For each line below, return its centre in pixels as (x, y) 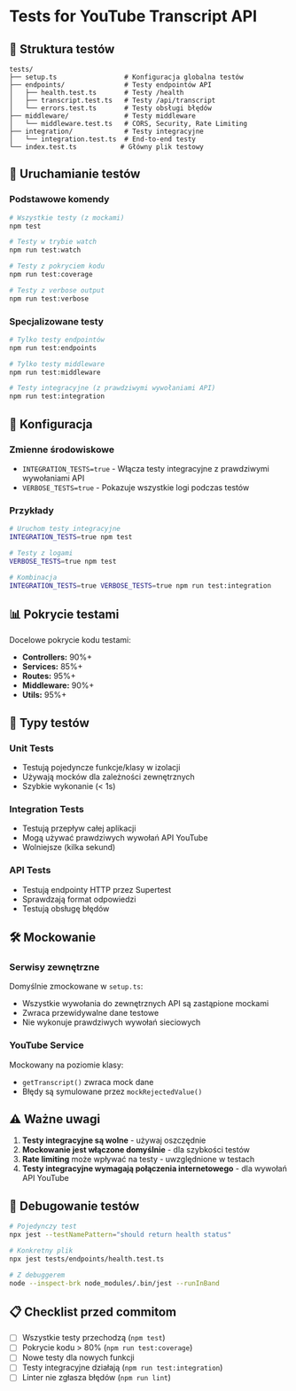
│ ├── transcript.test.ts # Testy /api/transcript (113, 100)
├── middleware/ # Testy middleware (103, 116)
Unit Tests (32, 748)
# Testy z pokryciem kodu (57, 266)
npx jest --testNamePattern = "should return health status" (121, 1235)
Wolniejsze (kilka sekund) (69, 848)
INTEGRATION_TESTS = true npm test (71, 537)
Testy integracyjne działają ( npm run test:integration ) (122, 1368)
